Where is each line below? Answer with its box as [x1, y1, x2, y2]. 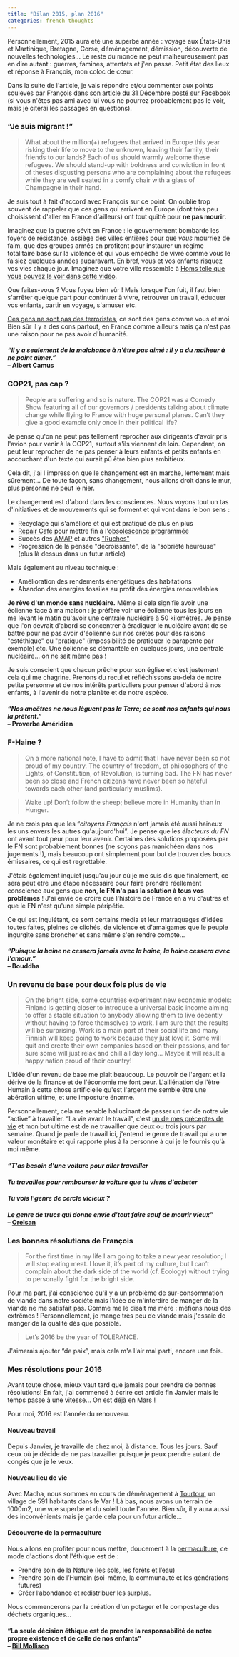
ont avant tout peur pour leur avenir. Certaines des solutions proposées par [7, 834, 228, 843]
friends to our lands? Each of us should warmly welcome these [24, 153, 210, 161]
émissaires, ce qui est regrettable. [7, 857, 107, 866]
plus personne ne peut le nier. [7, 484, 95, 492]
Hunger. [24, 805, 49, 814]
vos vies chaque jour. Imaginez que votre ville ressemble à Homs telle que [7, 264, 225, 272]
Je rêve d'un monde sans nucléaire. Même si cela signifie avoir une [7, 598, 208, 607]
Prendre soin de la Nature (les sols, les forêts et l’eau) [17, 1566, 176, 1575]
